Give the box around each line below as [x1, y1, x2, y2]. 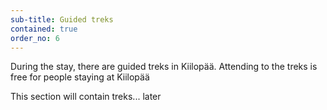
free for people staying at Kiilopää [10, 71, 150, 83]
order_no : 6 [10, 33, 60, 43]
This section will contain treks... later [10, 91, 162, 103]
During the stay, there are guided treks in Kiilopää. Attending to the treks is [10, 61, 318, 73]
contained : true [10, 24, 78, 34]
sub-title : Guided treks [10, 14, 114, 25]
